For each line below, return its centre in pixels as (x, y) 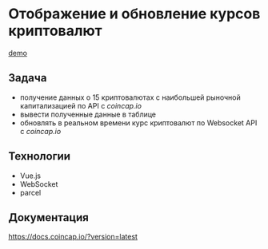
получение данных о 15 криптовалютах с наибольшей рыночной (130, 97)
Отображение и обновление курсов (134, 14)
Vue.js (30, 176)
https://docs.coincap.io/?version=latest (73, 237)
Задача (28, 78)
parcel (30, 192)
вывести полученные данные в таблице (88, 114)
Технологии (39, 156)
